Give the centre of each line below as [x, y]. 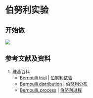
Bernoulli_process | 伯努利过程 [51, 90]
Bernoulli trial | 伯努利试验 [46, 78]
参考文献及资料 [28, 59]
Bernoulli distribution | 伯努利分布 [54, 84]
